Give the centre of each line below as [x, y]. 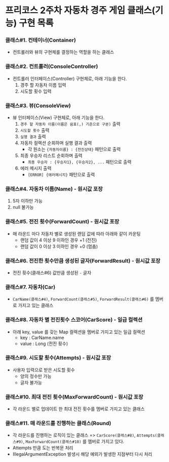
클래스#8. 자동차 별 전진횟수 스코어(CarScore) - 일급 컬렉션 [74, 320]
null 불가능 [23, 207]
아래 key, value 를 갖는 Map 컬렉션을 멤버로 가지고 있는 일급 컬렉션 [79, 332]
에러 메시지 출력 [36, 168]
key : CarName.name [42, 337]
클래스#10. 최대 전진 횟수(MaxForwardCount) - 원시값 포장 [74, 397]
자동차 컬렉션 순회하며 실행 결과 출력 [56, 143]
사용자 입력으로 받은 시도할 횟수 [44, 370]
